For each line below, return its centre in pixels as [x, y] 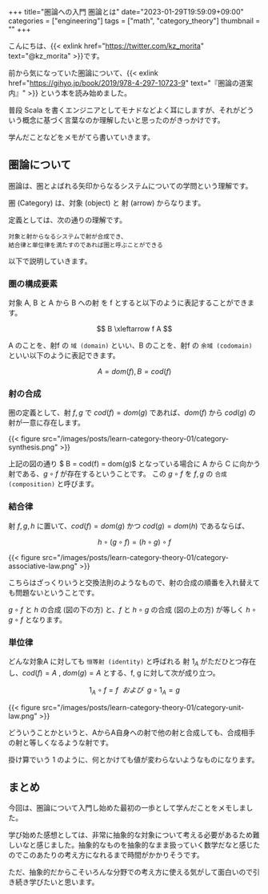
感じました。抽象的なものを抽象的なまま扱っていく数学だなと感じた [148, 845]
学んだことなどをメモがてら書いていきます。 [81, 137]
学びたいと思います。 [64, 882]
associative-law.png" [43, 566]
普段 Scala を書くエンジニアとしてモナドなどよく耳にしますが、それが [124, 110]
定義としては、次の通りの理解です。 [67, 220]
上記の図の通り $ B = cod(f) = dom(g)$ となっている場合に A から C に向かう [134, 464]
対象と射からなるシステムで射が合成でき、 [68, 236]
